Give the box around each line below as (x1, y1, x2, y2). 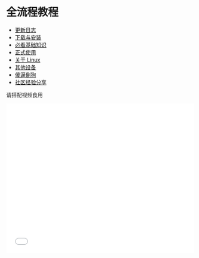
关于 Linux (14, 56, 41, 63)
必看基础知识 (14, 41, 46, 48)
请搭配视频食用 (6, 91, 43, 99)
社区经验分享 (14, 78, 46, 85)
